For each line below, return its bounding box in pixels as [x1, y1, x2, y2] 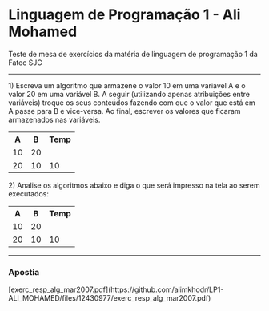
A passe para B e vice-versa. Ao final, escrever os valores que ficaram [8, 106, 242, 115]
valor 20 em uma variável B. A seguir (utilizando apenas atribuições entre [8, 89, 251, 99]
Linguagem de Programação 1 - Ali [8, 6, 241, 24]
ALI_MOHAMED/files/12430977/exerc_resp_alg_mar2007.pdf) [8, 293, 211, 303]
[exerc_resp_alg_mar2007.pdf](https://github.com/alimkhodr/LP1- [8, 285, 224, 294]
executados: [8, 188, 50, 198]
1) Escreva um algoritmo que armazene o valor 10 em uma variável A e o [8, 80, 246, 90]
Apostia [8, 266, 40, 277]
